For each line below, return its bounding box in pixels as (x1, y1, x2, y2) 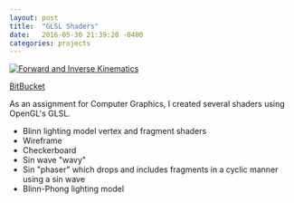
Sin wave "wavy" (22, 155, 87, 166)
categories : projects (9, 38, 91, 48)
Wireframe (22, 135, 62, 146)
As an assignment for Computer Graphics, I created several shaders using (9, 99, 285, 110)
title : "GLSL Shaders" (9, 22, 100, 31)
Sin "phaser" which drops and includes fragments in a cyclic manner (22, 164, 279, 175)
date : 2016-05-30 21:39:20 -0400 (9, 30, 144, 39)
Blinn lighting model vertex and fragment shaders (22, 126, 207, 137)
